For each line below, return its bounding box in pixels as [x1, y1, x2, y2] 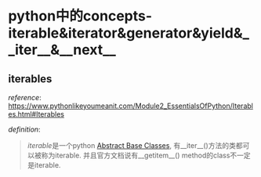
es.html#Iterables [8, 110, 65, 118]
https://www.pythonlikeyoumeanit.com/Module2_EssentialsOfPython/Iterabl [8, 101, 253, 110]
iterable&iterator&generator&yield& [8, 24, 243, 42]
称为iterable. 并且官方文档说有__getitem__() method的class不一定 [41, 150, 251, 160]
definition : [8, 125, 41, 134]
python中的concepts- [8, 7, 153, 25]
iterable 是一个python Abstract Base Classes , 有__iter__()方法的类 [27, 141, 237, 150]
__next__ [59, 41, 116, 59]
